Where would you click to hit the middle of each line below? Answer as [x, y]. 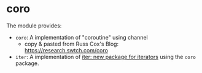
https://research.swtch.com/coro [66, 50]
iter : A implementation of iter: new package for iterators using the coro [106, 57]
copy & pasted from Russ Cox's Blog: [71, 44]
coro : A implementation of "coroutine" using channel [82, 37]
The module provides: [34, 26]
